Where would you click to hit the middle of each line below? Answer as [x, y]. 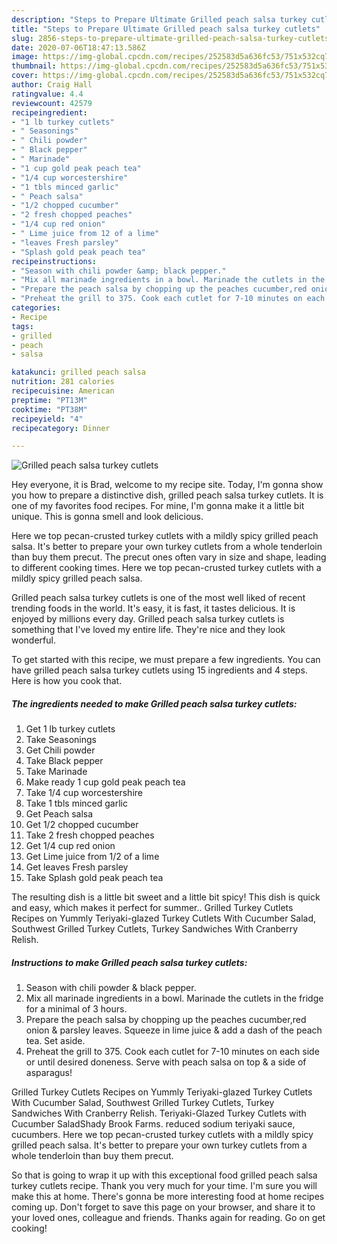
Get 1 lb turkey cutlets [70, 729]
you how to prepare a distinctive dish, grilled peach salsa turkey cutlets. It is [167, 495]
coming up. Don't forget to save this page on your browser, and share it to [163, 1207]
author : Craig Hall [52, 85]
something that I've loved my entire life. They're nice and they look [148, 630]
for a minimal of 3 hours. [76, 1009]
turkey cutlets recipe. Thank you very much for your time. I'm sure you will [164, 1186]
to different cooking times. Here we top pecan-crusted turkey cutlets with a [166, 568]
